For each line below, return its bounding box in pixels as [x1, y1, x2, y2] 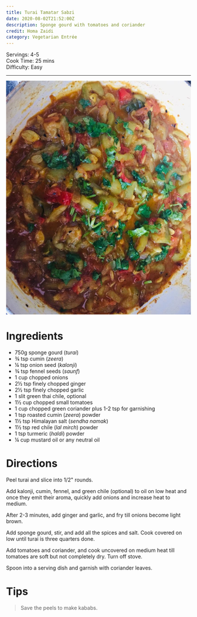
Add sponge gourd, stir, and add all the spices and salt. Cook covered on [6, 529, 182, 537]
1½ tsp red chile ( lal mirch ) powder [14, 424, 98, 431]
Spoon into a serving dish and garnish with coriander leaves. [6, 564, 152, 572]
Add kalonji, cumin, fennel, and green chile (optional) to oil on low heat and [6, 488, 187, 495]
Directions [6, 457, 57, 470]
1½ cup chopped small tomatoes [14, 399, 93, 406]
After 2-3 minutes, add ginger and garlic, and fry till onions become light [6, 511, 181, 519]
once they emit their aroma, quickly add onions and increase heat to [6, 494, 171, 501]
